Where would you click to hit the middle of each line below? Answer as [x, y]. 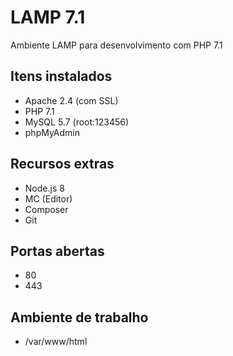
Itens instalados [61, 76]
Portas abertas [57, 251]
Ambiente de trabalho [79, 317]
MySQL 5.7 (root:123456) [77, 122]
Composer [46, 209]
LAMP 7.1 [48, 17]
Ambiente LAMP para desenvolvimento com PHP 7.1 [116, 45]
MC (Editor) [48, 198]
